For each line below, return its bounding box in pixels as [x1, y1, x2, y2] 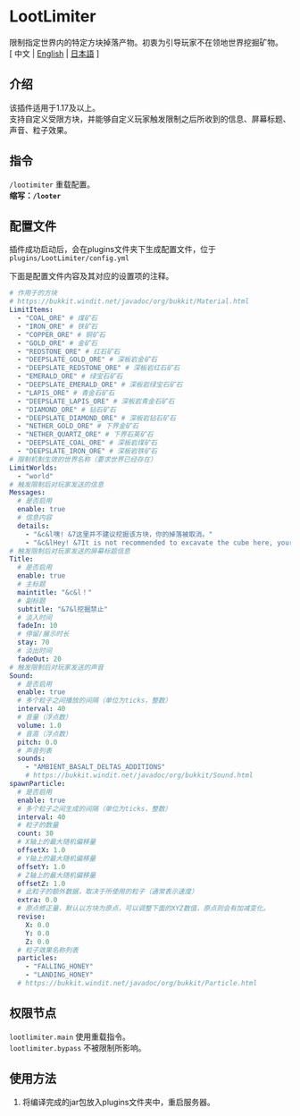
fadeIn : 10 [17, 621, 58, 630]
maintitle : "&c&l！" [17, 588, 92, 596]
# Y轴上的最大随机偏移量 [17, 854, 96, 863]
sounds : [17, 754, 46, 764]
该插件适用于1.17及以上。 [9, 102, 101, 113]
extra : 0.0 [17, 896, 58, 905]
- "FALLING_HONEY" [25, 962, 94, 971]
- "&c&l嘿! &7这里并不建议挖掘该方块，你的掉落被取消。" [25, 529, 213, 538]
